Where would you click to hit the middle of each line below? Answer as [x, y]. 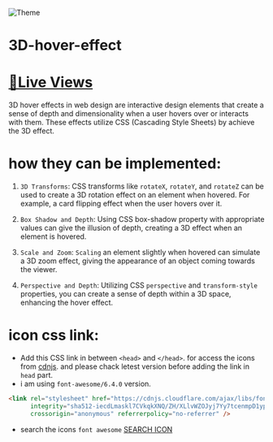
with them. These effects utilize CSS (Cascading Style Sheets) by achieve [132, 123]
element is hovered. [53, 236]
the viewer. [39, 270]
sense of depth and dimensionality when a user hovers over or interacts [129, 114]
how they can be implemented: [115, 164]
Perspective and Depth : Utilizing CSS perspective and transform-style [139, 285]
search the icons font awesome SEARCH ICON [96, 429]
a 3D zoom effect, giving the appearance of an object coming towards [138, 261]
